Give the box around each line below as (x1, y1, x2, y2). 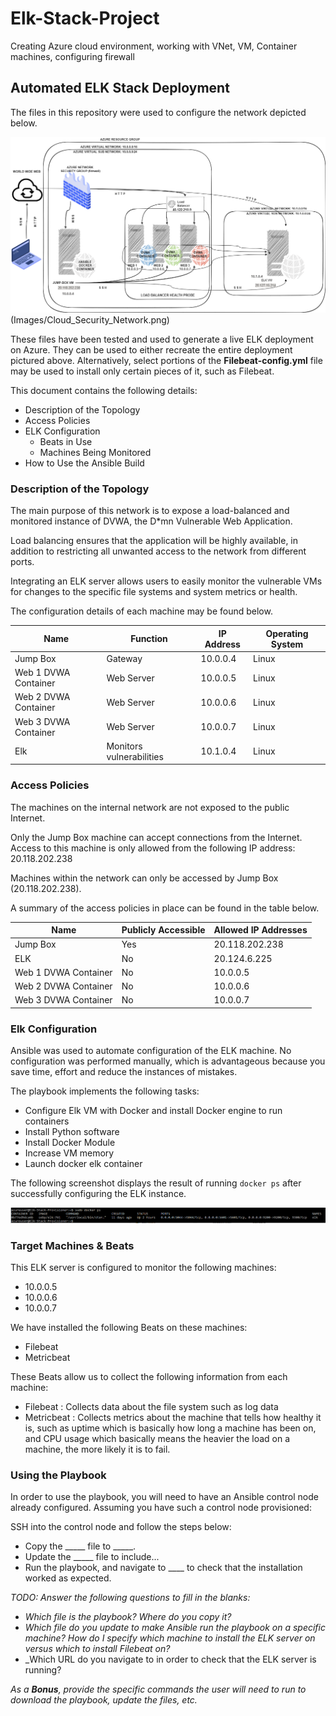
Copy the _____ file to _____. (24, 1540, 137, 1552)
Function (130, 633, 168, 645)
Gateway (106, 652, 143, 664)
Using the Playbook (10, 1468, 107, 1482)
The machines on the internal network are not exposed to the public (10, 801, 290, 813)
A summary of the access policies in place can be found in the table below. (10, 902, 320, 914)
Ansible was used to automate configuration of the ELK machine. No (10, 1045, 292, 1057)
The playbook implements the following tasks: (10, 1085, 200, 1097)
